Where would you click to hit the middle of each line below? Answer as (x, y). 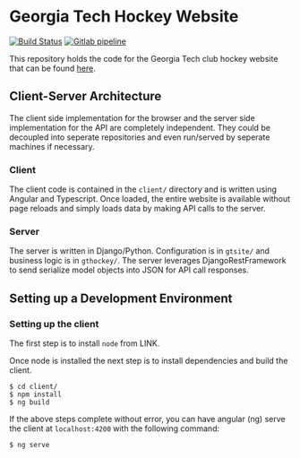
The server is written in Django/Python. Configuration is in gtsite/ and (140, 251)
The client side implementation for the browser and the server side (132, 117)
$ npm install (36, 395)
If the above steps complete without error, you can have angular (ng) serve (147, 419)
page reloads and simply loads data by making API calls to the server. (137, 209)
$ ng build (30, 402)
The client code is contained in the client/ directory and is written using (143, 189)
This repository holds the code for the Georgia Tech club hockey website (144, 58)
